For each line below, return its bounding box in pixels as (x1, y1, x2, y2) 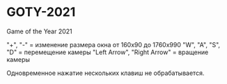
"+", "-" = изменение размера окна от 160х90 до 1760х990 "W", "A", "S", (6, 40, 221, 49)
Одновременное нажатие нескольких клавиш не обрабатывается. (6, 69, 205, 77)
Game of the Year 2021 (6, 27, 72, 35)
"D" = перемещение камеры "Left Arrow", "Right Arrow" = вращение (6, 48, 209, 56)
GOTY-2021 (6, 4, 76, 20)
